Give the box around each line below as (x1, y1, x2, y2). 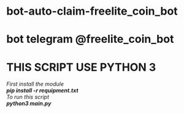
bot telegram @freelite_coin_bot (6, 32, 174, 46)
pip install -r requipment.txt (6, 87, 79, 94)
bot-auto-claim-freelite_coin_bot (6, 4, 178, 18)
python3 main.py (6, 100, 52, 108)
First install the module (6, 81, 64, 88)
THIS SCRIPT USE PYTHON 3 (6, 60, 156, 74)
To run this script (6, 93, 50, 101)
